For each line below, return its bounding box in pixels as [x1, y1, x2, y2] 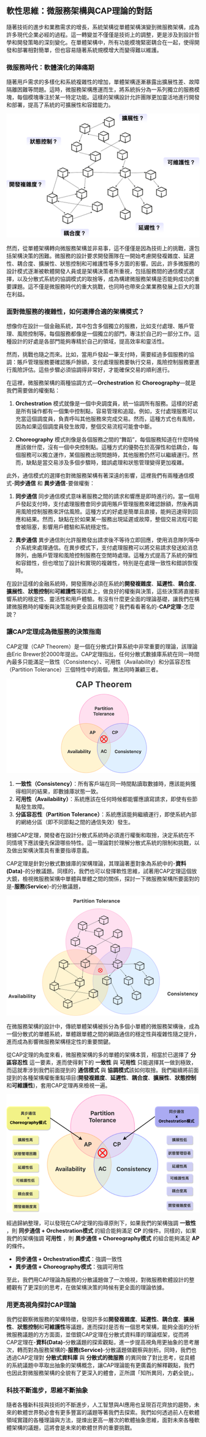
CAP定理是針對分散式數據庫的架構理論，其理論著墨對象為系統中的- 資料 [6, 859, 186, 867]
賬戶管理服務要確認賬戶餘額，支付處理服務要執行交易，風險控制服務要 [17, 358, 194, 366]
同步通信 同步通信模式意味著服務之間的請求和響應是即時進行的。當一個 [15, 492, 194, 500]
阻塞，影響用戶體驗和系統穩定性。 [26, 523, 112, 531]
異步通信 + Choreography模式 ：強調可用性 [15, 1263, 124, 1270]
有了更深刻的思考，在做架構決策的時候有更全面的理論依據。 [17, 1284, 167, 1291]
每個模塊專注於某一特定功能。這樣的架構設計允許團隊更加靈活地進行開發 [17, 94, 200, 101]
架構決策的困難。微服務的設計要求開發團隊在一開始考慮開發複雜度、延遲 [11, 252, 194, 259]
